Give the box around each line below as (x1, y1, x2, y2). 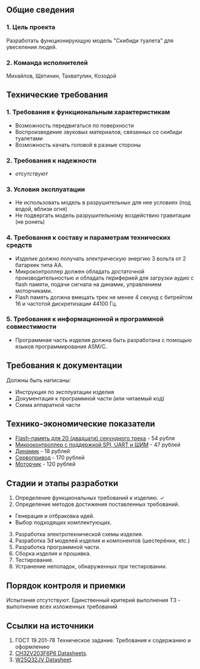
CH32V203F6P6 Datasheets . (15, 649, 88, 657)
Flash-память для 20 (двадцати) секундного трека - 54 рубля (15, 435, 175, 442)
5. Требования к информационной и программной (6, 315, 164, 323)
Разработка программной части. (15, 543, 101, 551)
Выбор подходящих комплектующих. (15, 519, 112, 526)
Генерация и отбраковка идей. (15, 513, 95, 520)
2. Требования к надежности (6, 156, 97, 164)
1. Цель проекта (6, 23, 56, 32)
